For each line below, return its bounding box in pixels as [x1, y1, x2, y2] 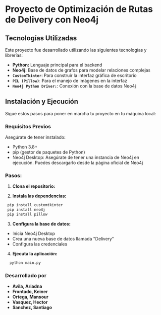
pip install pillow [7, 212, 48, 217]
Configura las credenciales [12, 241, 68, 247]
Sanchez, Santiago [12, 305, 52, 311]
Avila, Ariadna [12, 283, 42, 289]
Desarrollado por [5, 272, 47, 279]
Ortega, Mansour [12, 294, 49, 300]
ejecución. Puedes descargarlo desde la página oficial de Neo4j [12, 160, 143, 166]
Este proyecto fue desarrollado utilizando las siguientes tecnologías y [5, 47, 147, 53]
